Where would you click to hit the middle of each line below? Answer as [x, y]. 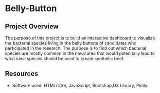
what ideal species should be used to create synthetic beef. [65, 58]
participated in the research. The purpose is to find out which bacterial [76, 48]
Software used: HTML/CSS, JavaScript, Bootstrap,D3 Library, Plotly [80, 85]
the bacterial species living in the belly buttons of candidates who [71, 43]
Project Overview [32, 26]
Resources [22, 74]
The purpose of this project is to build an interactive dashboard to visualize [80, 38]
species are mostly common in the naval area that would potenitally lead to [80, 53]
